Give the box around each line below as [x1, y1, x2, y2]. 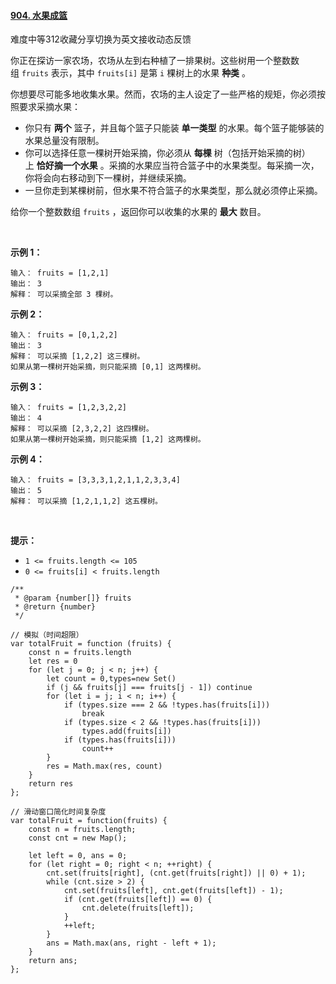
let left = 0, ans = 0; [28, 851, 128, 861]
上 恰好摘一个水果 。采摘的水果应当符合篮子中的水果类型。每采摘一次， [24, 160, 320, 172]
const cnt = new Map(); [28, 833, 128, 844]
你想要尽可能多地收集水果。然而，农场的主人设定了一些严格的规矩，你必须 [10, 88, 317, 100]
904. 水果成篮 [10, 9, 68, 21]
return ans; [28, 956, 78, 966]
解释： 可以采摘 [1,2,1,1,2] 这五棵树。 [10, 496, 163, 507]
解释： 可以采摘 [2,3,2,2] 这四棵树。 [10, 424, 154, 434]
